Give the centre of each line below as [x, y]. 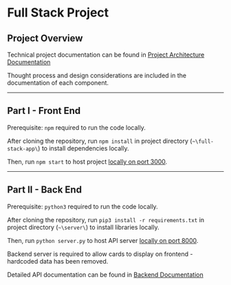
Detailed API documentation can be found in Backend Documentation [106, 275]
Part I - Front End [44, 111]
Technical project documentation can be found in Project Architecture [106, 55]
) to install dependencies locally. [83, 148]
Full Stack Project [58, 13]
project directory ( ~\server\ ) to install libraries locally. [83, 227]
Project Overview [45, 38]
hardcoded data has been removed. [58, 261]
